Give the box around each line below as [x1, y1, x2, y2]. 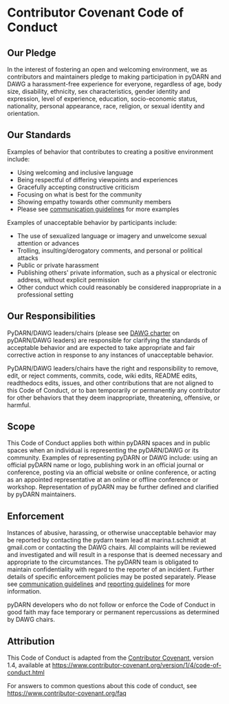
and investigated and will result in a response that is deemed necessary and [7, 551, 222, 559]
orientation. [7, 109, 40, 117]
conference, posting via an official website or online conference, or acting [7, 468, 217, 477]
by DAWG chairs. [7, 616, 55, 624]
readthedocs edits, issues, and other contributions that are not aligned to [7, 378, 214, 387]
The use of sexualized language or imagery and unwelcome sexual [17, 231, 207, 239]
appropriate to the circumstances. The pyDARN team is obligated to [7, 558, 199, 567]
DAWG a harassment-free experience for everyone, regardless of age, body [7, 80, 222, 88]
